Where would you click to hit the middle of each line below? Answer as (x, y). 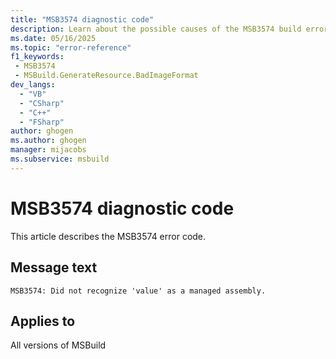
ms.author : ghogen (48, 141)
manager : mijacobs (48, 150)
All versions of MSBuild (58, 345)
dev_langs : (33, 85)
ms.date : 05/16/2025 (53, 38)
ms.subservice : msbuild (60, 159)
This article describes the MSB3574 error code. (108, 236)
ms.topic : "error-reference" (71, 47)
